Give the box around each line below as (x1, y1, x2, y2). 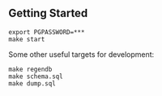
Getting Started (8, 7, 88, 20)
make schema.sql (8, 72, 63, 81)
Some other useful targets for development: (8, 49, 155, 59)
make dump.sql (8, 79, 57, 88)
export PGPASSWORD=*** (8, 28, 85, 36)
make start (8, 35, 45, 43)
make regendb (8, 65, 53, 73)
